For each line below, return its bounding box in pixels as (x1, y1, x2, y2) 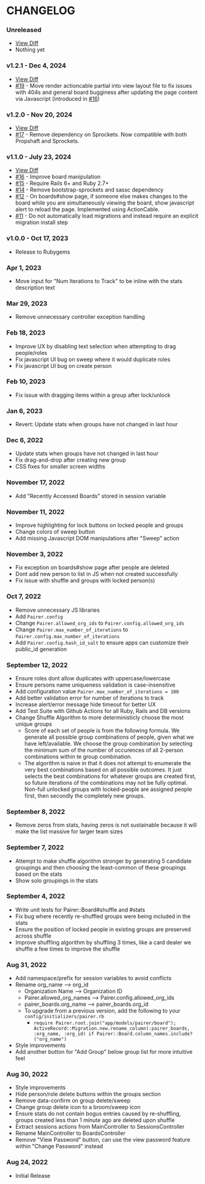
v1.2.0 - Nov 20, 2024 (6, 110, 73, 119)
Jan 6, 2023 (6, 407, 43, 415)
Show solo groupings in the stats (15, 876, 98, 884)
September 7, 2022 (6, 843, 64, 852)
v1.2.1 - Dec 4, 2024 (6, 61, 66, 70)
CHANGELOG (6, 4, 75, 18)
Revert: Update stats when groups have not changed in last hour (15, 421, 178, 428)
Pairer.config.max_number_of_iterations (15, 633, 120, 639)
